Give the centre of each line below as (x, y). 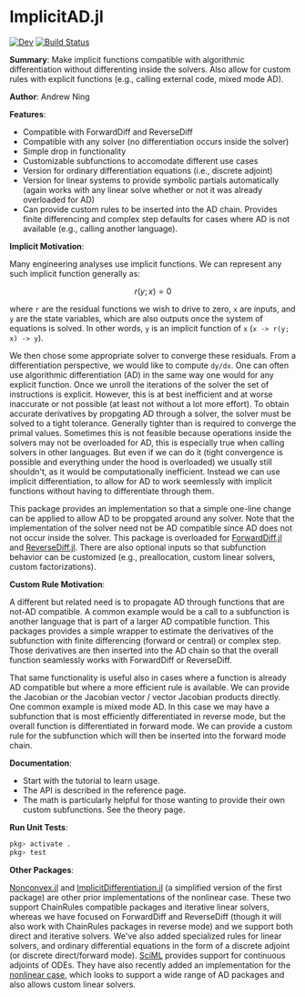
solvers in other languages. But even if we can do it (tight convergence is (147, 452)
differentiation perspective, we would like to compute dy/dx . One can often (149, 365)
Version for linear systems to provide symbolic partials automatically (151, 180)
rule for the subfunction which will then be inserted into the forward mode (148, 736)
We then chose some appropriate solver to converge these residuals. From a (153, 355)
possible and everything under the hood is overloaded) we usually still (141, 462)
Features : (28, 114)
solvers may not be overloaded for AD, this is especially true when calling (147, 443)
